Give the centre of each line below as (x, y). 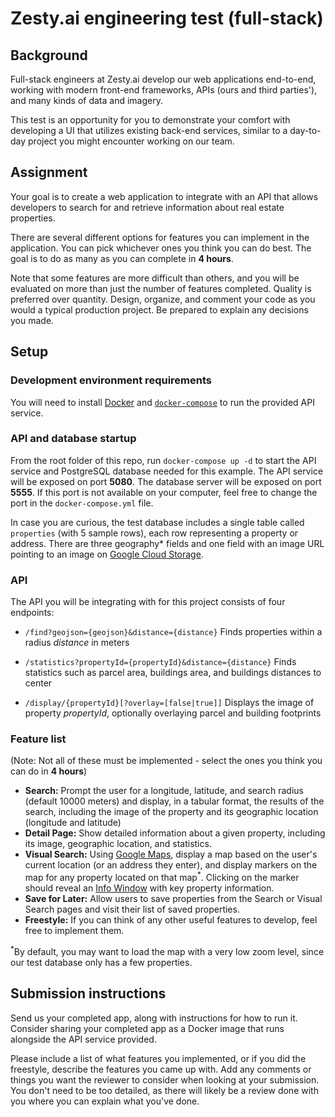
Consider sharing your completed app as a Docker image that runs (147, 1028)
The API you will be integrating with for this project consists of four (148, 602)
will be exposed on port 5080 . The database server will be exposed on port (166, 481)
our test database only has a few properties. (101, 962)
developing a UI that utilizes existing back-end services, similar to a (149, 130)
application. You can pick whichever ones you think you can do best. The (161, 248)
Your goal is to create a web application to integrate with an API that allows (164, 196)
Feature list (38, 739)
